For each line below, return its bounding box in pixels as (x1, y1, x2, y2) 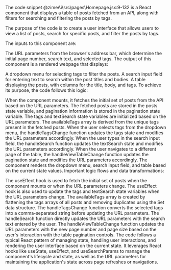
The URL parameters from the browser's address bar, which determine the (5, 51, 162, 56)
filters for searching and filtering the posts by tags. (5, 15, 112, 21)
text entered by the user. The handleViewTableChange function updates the (5, 221, 164, 227)
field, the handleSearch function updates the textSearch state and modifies (5, 140, 163, 146)
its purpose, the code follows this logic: (5, 87, 88, 93)
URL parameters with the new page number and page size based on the (5, 227, 157, 232)
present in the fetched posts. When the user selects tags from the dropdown (5, 125, 166, 130)
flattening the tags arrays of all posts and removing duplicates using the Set (5, 199, 165, 205)
